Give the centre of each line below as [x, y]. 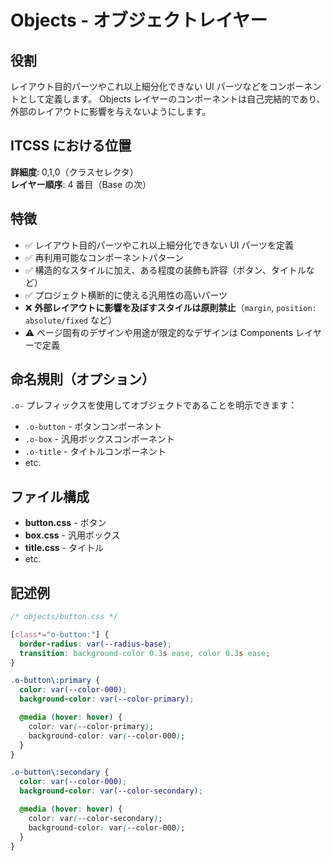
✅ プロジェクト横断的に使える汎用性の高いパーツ [126, 295]
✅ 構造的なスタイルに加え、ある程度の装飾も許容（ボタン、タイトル [165, 270]
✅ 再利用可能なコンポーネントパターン [104, 257]
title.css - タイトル [64, 548]
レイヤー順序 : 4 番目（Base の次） [81, 184]
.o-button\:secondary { [60, 772]
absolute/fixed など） [70, 320]
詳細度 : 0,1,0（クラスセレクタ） [74, 172]
